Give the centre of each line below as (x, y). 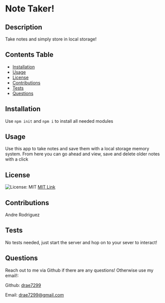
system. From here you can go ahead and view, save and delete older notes (82, 154)
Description (24, 27)
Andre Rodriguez (22, 215)
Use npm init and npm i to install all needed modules (59, 121)
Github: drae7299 (23, 285)
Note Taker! (30, 9)
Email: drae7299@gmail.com (35, 295)
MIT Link (46, 187)
